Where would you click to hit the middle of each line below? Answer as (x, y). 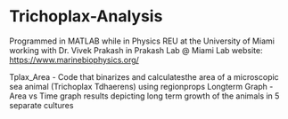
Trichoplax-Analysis (86, 16)
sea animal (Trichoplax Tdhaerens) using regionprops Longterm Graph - (141, 86)
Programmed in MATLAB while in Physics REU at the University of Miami (142, 41)
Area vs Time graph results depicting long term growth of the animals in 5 (144, 96)
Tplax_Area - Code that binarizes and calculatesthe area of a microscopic (144, 76)
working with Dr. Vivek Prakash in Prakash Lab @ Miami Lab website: (136, 50)
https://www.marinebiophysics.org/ (74, 59)
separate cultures (41, 105)
